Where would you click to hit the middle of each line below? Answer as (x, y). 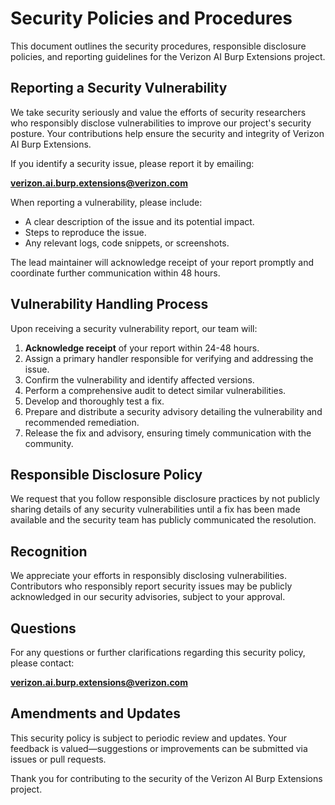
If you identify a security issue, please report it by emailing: (132, 163)
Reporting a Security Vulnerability (119, 88)
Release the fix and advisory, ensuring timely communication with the (168, 433)
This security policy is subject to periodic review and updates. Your (148, 738)
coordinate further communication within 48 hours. (115, 273)
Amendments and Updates (95, 713)
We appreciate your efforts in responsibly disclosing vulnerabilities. (149, 576)
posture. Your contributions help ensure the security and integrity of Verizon (167, 133)
